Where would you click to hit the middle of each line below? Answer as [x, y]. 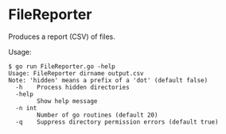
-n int [26, 108]
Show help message [67, 101]
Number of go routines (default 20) [97, 115]
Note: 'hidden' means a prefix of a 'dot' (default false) [108, 80]
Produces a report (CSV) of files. [62, 36]
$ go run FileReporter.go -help [62, 66]
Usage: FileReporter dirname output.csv [76, 73]
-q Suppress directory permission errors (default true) [117, 122]
